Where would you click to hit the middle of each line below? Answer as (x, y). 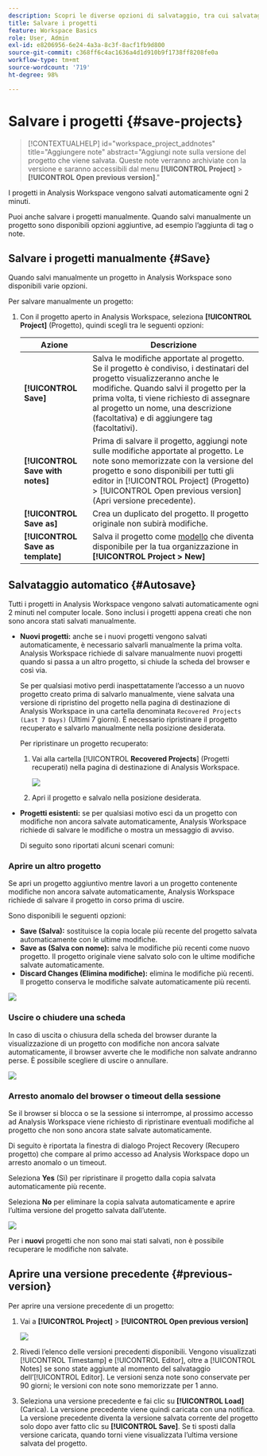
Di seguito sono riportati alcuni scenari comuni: (97, 846)
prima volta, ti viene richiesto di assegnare (171, 398)
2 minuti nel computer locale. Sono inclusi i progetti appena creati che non (130, 613)
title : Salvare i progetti (53, 23)
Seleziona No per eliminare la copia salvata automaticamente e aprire (122, 1202)
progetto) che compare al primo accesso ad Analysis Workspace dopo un (129, 1154)
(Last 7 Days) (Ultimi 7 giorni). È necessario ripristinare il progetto (128, 720)
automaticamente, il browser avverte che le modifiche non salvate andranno (133, 1051)
